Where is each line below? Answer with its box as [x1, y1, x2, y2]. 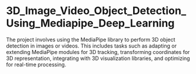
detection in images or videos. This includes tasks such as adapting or [6, 42, 177, 49]
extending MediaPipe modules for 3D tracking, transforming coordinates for [6, 48, 190, 55]
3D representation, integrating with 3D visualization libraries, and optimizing [6, 55, 190, 62]
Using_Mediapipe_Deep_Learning [6, 16, 175, 30]
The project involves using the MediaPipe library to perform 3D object [6, 36, 175, 43]
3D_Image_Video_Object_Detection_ [6, 4, 187, 18]
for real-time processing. [6, 60, 67, 68]
